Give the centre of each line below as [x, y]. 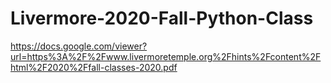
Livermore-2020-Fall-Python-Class [162, 18]
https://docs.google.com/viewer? [79, 46]
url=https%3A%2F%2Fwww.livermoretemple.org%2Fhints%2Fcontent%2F [166, 56]
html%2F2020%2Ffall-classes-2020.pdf [94, 67]
